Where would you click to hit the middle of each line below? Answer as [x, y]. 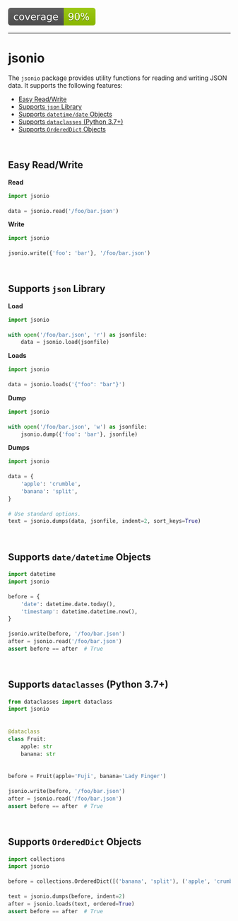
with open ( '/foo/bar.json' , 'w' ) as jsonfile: [78, 427]
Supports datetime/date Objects [65, 114]
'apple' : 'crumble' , [51, 484]
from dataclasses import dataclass [60, 702]
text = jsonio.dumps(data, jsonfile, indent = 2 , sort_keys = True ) [105, 521]
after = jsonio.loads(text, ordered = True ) [71, 904]
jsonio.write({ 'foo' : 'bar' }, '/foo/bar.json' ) [79, 253]
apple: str [37, 746]
